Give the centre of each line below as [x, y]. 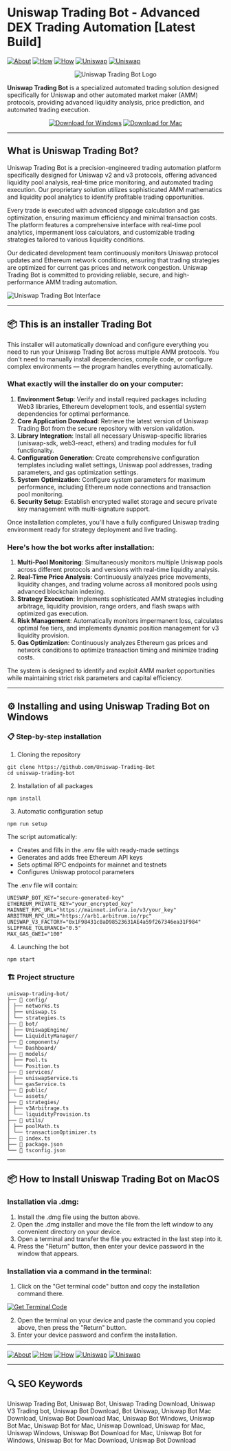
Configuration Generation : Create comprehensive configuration [108, 457]
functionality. [35, 450]
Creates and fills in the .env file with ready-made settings [98, 850]
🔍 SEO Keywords [45, 1384]
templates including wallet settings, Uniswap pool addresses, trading [114, 465]
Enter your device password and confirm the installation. [97, 1335]
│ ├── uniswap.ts [32, 1012]
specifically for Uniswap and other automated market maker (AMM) [102, 95]
